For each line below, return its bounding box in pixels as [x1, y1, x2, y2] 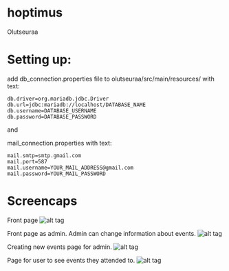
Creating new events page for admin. [7, 243, 112, 251]
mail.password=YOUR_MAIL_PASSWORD [7, 170, 107, 177]
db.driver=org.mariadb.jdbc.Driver [7, 95, 109, 102]
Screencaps [7, 193, 78, 209]
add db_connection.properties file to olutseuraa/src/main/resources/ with [7, 74, 215, 83]
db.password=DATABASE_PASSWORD [7, 113, 97, 120]
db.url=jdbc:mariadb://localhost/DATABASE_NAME [7, 101, 146, 108]
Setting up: [7, 52, 72, 68]
